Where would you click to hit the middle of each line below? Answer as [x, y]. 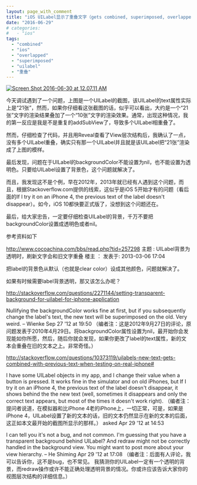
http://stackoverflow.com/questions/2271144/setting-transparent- [86, 293]
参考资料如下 [21, 236]
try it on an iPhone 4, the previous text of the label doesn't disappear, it [92, 388]
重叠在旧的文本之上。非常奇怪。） [56, 346]
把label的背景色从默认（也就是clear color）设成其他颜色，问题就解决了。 [94, 269]
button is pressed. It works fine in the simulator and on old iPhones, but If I [96, 382]
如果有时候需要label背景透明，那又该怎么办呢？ [64, 281]
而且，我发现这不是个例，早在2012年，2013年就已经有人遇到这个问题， [93, 182]
